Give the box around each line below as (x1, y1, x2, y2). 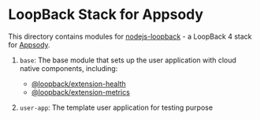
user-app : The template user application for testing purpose (19, 103, 214, 112)
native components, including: (19, 63, 118, 73)
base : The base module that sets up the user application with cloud (19, 55, 236, 65)
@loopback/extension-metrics (31, 87, 130, 96)
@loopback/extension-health (31, 79, 126, 88)
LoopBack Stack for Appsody (8, 6, 203, 24)
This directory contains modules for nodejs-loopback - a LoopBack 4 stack (8, 32, 252, 41)
